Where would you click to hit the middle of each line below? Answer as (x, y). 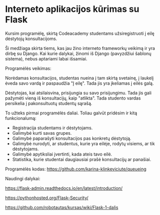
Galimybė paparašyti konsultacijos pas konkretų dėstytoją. (72, 138)
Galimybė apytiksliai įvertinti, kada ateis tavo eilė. (62, 154)
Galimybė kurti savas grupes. (42, 133)
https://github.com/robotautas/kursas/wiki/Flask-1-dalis (62, 207)
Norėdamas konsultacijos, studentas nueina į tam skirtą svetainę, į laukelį (80, 78)
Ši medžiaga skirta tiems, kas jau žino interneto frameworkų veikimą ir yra (80, 48)
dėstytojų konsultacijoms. (31, 39)
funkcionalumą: (21, 118)
